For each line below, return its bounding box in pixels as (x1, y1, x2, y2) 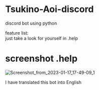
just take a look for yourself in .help (5, 35, 78, 41)
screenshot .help (5, 53, 78, 64)
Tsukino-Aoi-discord (5, 4, 94, 15)
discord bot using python (5, 20, 57, 26)
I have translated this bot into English (5, 79, 82, 85)
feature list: (5, 30, 29, 36)
